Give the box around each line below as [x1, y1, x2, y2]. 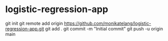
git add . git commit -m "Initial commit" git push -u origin [45, 25, 163, 31]
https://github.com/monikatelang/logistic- [64, 20, 151, 26]
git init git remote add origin [5, 20, 63, 26]
